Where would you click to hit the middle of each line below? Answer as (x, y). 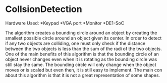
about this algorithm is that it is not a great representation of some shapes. (83, 75)
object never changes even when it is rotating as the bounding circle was (81, 59)
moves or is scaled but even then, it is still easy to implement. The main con (84, 70)
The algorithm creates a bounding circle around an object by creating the (81, 32)
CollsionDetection (44, 9)
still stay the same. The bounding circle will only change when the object (81, 64)
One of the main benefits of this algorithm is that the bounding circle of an (82, 54)
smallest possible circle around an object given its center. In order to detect (83, 38)
